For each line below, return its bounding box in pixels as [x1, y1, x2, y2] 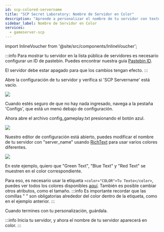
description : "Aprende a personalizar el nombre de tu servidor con [5, 16, 147, 21]
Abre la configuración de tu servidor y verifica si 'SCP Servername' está [5, 77, 150, 83]
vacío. [5, 82, 18, 88]
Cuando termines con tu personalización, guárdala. [5, 208, 108, 213]
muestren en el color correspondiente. [5, 168, 82, 174]
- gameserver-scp [9, 30, 45, 35]
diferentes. [5, 145, 27, 150]
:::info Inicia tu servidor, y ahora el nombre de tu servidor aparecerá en [5, 217, 147, 223]
